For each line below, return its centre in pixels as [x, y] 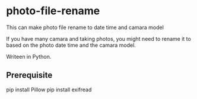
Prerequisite [29, 75]
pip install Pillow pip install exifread [49, 90]
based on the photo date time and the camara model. [71, 45]
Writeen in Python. [29, 56]
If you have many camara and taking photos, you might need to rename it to [99, 39]
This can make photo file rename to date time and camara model [85, 27]
